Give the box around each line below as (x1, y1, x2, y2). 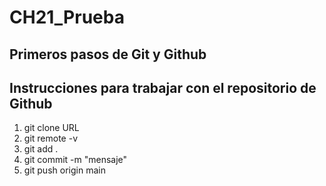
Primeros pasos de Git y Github (9, 46, 207, 63)
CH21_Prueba (9, 6, 125, 29)
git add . (23, 143, 59, 155)
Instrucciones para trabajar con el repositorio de (9, 79, 317, 96)
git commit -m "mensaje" (23, 154, 128, 166)
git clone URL (23, 122, 80, 134)
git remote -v (23, 132, 78, 145)
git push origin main (23, 164, 106, 176)
